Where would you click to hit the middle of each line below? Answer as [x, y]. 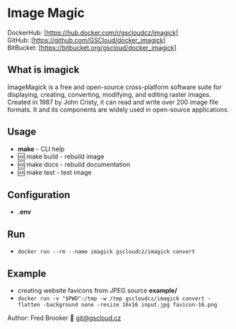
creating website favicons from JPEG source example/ [98, 290]
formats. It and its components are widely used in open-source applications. [118, 109]
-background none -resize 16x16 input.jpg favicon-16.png [130, 305]
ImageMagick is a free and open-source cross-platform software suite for [114, 87]
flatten [29, 305]
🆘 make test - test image [54, 172]
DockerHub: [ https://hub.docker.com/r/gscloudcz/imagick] [93, 33]
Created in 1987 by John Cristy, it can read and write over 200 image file [113, 102]
